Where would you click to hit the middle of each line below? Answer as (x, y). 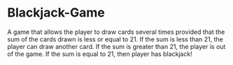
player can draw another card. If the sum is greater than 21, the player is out (116, 46)
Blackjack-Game (56, 13)
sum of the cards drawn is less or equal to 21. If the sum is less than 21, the (115, 39)
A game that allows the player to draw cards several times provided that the (116, 32)
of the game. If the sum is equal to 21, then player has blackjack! (100, 54)
